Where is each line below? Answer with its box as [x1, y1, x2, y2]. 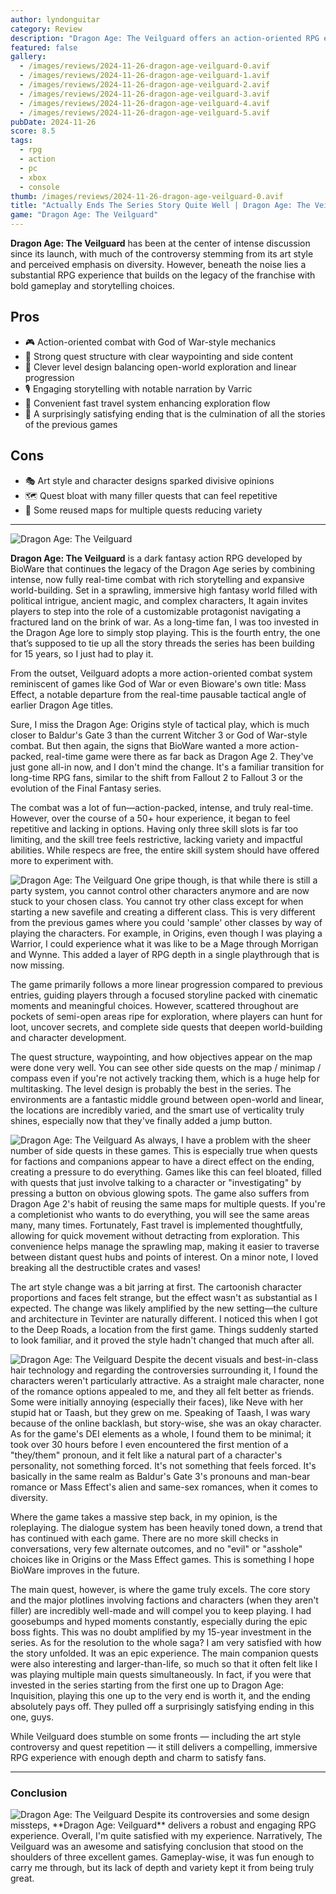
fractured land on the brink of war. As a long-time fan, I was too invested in [10, 616, 320, 628]
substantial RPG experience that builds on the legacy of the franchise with [10, 269, 316, 281]
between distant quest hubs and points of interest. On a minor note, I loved [10, 1251, 319, 1263]
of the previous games [24, 418, 118, 430]
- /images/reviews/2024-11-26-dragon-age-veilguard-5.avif [19, 107, 271, 118]
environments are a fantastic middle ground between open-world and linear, [10, 1093, 325, 1105]
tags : [10, 136, 33, 146]
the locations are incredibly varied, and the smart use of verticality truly [10, 1104, 305, 1116]
